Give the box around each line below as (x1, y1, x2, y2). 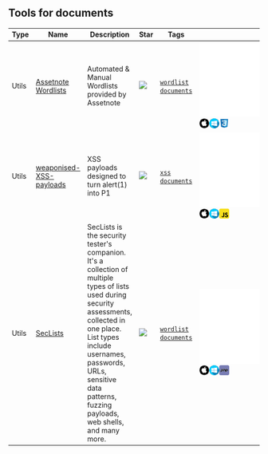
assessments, (87, 307, 133, 317)
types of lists (87, 282, 130, 291)
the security (87, 231, 127, 240)
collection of (87, 265, 128, 274)
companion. (87, 247, 126, 258)
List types (87, 333, 120, 342)
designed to (87, 172, 126, 181)
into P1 (87, 188, 111, 198)
